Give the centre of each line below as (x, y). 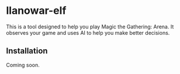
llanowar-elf (36, 11)
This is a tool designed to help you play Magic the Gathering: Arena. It (90, 27)
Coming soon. (23, 65)
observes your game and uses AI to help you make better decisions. (88, 32)
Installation (27, 51)
